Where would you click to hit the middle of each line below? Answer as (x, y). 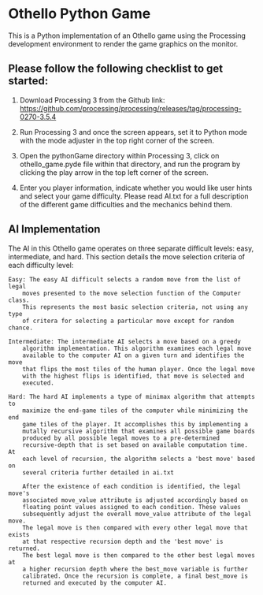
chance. (21, 328)
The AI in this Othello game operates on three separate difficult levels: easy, (131, 248)
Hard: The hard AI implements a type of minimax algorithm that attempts (132, 396)
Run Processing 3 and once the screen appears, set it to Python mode (133, 132)
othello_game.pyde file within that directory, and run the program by (130, 164)
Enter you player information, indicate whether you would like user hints (136, 188)
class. (19, 300)
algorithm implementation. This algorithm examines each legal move (137, 348)
